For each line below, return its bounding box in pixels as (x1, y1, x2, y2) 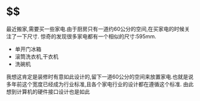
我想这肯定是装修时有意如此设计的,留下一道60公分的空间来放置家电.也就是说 (6, 73, 194, 80)
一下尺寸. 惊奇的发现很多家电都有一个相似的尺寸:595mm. (16, 32, 156, 40)
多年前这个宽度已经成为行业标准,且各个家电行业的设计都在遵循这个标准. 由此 (6, 80, 194, 88)
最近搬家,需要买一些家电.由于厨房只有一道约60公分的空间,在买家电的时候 (6, 25, 185, 32)
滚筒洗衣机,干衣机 (14, 53, 59, 60)
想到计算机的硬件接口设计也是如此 (6, 88, 90, 95)
